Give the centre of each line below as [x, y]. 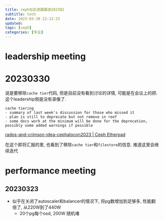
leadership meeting [46, 56]
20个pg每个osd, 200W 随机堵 [49, 214]
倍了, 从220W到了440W [36, 207]
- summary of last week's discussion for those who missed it [70, 113]
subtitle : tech [21, 14]
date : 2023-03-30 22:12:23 [33, 19]
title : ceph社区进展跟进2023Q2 [35, 10]
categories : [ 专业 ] [24, 32]
